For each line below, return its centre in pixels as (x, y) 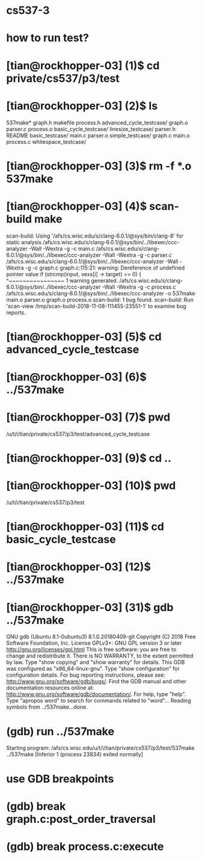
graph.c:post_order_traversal (81, 819)
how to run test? (47, 38)
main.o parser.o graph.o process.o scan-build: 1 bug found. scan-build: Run (100, 300)
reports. (16, 312)
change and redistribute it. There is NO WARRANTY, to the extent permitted (100, 656)
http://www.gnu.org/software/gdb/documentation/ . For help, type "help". (96, 694)
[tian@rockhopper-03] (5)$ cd (84, 337)
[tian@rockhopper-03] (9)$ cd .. (89, 458)
